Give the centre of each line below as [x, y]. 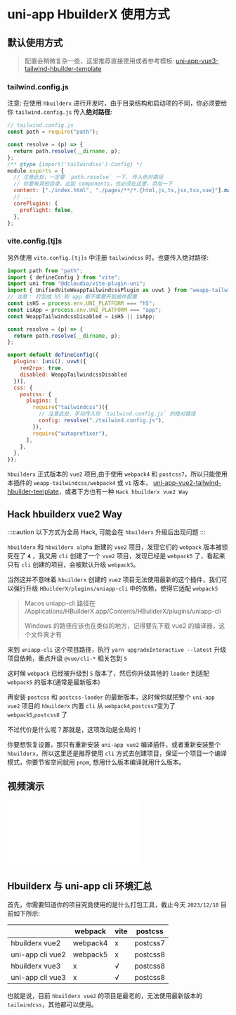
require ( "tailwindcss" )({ [71, 408]
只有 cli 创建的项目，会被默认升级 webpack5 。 [73, 565]
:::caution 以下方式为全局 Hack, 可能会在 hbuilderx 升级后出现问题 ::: [106, 532]
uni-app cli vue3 [39, 977]
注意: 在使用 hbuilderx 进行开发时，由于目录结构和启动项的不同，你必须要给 [117, 103]
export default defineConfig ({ [53, 355]
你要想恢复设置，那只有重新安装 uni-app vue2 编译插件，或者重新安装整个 [114, 745]
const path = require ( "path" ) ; [53, 132]
